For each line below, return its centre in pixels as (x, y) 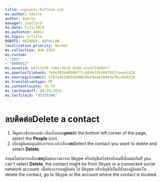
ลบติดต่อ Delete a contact (52, 119)
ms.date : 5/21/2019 (25, 28)
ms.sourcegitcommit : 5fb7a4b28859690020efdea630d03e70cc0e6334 (70, 77)
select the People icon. (35, 138)
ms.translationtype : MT (29, 82)
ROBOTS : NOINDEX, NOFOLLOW (32, 41)
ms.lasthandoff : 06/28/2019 (33, 91)
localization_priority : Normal (37, 46)
